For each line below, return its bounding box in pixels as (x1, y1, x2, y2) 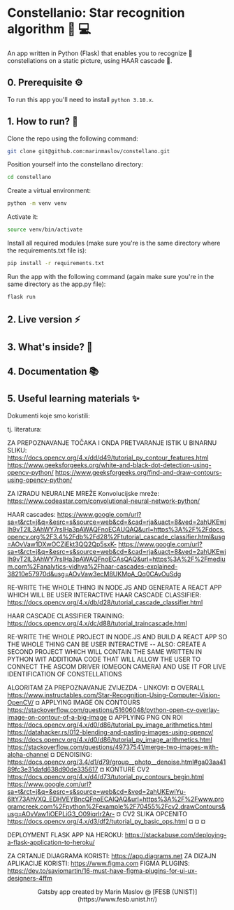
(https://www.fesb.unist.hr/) (77, 895, 158, 903)
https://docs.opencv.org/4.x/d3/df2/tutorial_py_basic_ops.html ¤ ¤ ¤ (7, 817, 206, 825)
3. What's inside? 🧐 (7, 341, 93, 353)
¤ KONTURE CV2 (99, 765, 150, 774)
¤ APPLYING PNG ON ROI (108, 713, 183, 721)
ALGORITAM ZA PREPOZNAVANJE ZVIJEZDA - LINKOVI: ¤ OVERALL (7, 683, 205, 692)
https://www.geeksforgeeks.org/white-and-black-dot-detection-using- (7, 460, 212, 469)
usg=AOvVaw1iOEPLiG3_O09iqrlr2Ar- (7, 809, 115, 818)
